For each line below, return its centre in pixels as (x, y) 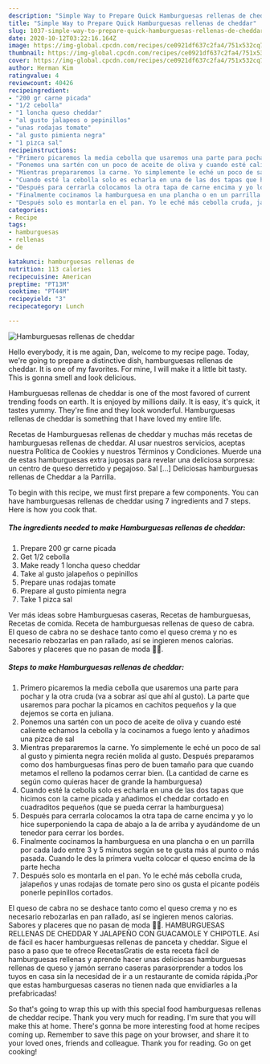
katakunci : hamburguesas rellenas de (72, 262)
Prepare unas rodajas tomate (68, 582)
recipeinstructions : (43, 150)
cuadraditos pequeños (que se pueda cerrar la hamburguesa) (122, 807)
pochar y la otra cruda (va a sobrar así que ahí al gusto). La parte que (135, 696)
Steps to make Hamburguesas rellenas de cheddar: (96, 667)
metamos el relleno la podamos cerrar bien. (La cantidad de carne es (134, 773)
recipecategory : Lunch (46, 307)
